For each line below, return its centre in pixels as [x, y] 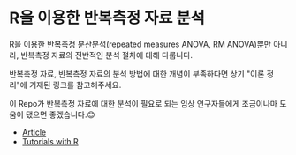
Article [34, 132]
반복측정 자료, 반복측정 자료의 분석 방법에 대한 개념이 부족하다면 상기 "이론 [137, 74]
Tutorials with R [50, 141]
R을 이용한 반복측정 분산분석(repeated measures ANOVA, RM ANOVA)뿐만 [140, 44]
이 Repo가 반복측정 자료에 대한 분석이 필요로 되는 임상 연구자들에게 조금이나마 [144, 103]
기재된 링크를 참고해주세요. [76, 85]
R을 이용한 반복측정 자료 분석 [107, 18]
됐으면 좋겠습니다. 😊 [60, 114]
